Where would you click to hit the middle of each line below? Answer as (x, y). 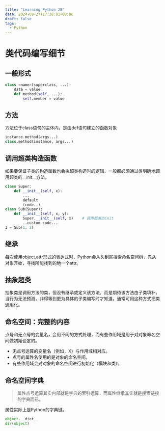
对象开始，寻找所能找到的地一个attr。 (43, 263)
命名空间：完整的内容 (37, 322)
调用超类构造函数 (31, 158)
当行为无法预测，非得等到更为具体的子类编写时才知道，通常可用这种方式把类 (82, 299)
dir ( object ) (17, 423)
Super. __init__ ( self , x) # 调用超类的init (68, 218)
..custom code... (40, 223)
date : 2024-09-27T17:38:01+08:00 (39, 14)
